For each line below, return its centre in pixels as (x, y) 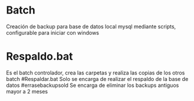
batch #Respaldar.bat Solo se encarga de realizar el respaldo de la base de (97, 79)
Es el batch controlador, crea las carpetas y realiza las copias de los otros (96, 73)
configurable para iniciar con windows (52, 32)
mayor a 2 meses (27, 91)
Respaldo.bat (40, 57)
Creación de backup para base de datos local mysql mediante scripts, (91, 26)
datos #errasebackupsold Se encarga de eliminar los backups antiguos (93, 85)
